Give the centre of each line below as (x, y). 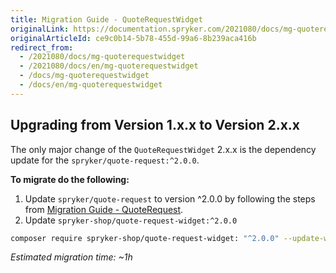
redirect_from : (42, 47)
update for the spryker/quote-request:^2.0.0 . (105, 160)
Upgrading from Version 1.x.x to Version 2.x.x (155, 125)
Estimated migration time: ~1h (71, 257)
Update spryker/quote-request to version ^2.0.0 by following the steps (170, 198)
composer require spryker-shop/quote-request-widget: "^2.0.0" (145, 238)
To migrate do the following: (70, 179)
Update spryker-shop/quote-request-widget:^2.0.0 (131, 220)
